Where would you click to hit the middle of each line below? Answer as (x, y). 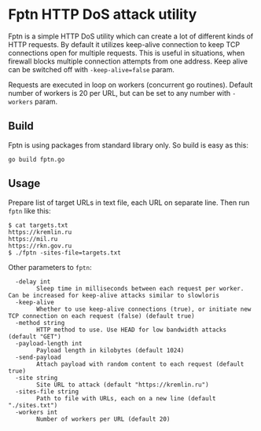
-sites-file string (47, 391)
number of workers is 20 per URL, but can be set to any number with (119, 93)
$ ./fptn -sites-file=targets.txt (65, 253)
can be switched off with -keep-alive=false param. (91, 69)
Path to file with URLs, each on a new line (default (126, 398)
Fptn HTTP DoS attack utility (103, 15)
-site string (37, 378)
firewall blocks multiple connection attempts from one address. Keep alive (128, 61)
